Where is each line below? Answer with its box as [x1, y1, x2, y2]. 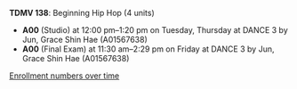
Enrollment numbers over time [9, 70, 120, 81]
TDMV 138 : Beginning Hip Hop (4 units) [9, 8, 156, 18]
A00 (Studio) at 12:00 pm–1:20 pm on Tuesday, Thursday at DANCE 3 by [21, 25, 289, 35]
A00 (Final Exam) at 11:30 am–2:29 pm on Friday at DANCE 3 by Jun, [21, 44, 275, 54]
